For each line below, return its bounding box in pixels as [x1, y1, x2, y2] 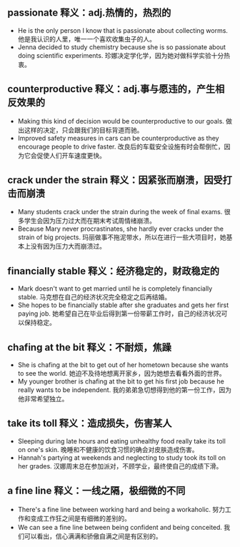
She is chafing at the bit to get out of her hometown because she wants [17, 361, 229, 369]
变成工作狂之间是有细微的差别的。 [30, 513, 131, 523]
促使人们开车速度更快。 [36, 151, 106, 159]
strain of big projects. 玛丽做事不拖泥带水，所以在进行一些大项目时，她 [17, 233, 226, 241]
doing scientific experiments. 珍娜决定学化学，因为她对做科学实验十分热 [17, 51, 231, 59]
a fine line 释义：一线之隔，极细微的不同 [7, 485, 186, 497]
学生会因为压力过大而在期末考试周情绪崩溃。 [24, 216, 156, 225]
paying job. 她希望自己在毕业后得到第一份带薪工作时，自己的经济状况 [17, 309, 221, 318]
